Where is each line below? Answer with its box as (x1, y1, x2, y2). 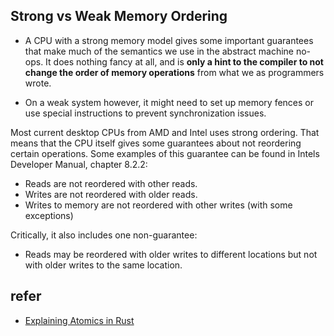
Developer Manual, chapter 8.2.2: (10, 158, 148, 170)
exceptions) (24, 209, 74, 221)
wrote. (24, 77, 52, 89)
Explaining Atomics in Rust (24, 314, 135, 326)
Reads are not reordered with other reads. (24, 177, 198, 189)
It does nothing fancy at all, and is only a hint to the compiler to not (45, 55, 324, 68)
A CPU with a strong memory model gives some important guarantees (24, 34, 314, 46)
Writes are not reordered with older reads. (24, 188, 198, 200)
